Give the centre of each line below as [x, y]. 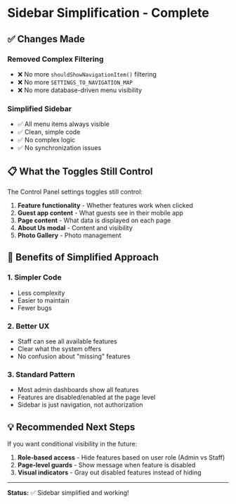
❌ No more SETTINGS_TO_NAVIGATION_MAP [75, 82]
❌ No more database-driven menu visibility [80, 90]
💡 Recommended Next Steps [71, 427]
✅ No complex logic [46, 140]
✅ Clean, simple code [49, 132]
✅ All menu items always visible [64, 124]
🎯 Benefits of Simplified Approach [83, 257]
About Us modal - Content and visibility [75, 227]
